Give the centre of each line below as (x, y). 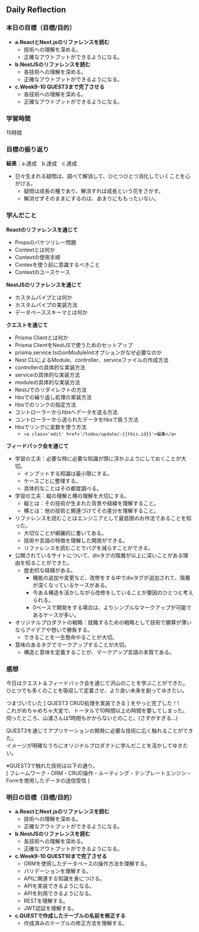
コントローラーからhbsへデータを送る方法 (66, 412)
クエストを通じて (27, 325)
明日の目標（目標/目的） (41, 797)
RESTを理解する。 (46, 901)
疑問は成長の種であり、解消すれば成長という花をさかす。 (94, 191)
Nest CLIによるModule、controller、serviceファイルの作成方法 (91, 360)
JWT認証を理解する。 (50, 908)
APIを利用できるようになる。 (59, 893)
